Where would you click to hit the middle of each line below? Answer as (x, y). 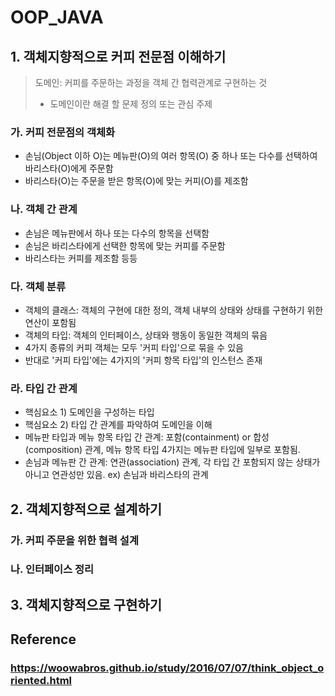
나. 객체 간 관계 (44, 209)
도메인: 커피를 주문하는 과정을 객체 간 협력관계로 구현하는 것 (151, 82)
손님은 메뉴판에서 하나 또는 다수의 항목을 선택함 (117, 233)
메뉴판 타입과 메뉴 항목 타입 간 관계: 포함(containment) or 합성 (147, 437)
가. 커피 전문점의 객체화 (63, 132)
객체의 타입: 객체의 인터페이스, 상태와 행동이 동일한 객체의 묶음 (146, 335)
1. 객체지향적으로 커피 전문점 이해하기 (118, 56)
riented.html (41, 681)
